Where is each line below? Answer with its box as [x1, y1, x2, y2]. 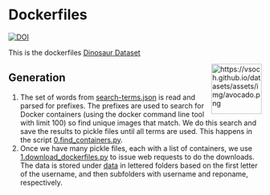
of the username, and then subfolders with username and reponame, [19, 169, 248, 178]
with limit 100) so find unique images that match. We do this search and [19, 118, 257, 128]
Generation [8, 71, 66, 85]
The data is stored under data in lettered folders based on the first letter [19, 160, 259, 170]
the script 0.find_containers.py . [19, 135, 123, 144]
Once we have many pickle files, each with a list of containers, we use [19, 143, 253, 153]
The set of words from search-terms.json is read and [19, 92, 195, 102]
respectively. [19, 177, 63, 187]
